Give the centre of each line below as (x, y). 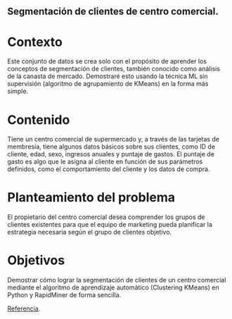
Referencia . (24, 308)
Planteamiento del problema (91, 198)
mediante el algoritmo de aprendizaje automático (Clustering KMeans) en (113, 287)
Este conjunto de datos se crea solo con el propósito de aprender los (107, 61)
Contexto (35, 42)
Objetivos (36, 261)
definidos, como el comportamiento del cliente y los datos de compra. (109, 169)
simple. (18, 92)
